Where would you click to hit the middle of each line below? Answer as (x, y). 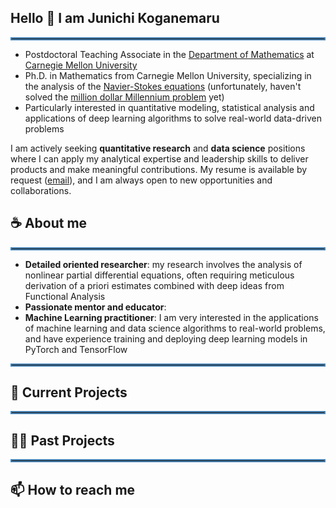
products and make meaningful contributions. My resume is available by (159, 169)
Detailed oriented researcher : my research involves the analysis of (163, 264)
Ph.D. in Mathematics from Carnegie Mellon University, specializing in (168, 75)
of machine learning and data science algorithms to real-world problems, (175, 328)
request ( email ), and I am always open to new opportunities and (141, 180)
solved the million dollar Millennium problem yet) (124, 97)
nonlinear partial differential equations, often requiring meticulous (159, 275)
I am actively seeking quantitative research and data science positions (158, 148)
